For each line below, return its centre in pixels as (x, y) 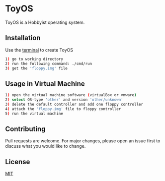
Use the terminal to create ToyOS (39, 50)
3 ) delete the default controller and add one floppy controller (74, 104)
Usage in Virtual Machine (45, 84)
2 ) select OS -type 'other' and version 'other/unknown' (64, 100)
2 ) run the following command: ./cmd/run (49, 63)
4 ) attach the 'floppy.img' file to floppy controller (63, 109)
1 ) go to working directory (34, 59)
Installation (23, 38)
